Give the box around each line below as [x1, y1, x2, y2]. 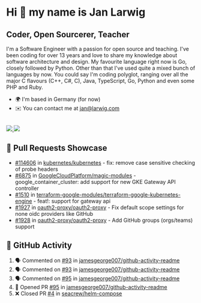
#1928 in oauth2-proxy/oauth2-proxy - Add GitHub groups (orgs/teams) [14, 216, 193, 224]
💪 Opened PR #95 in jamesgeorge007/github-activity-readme [14, 283, 167, 290]
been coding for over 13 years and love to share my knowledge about [6, 52, 178, 59]
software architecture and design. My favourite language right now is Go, [6, 58, 187, 65]
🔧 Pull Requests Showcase [6, 143, 107, 153]
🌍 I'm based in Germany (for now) [14, 96, 101, 103]
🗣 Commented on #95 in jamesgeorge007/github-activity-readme [14, 275, 180, 282]
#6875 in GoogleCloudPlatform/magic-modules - [14, 171, 136, 179]
